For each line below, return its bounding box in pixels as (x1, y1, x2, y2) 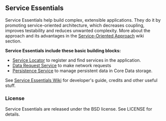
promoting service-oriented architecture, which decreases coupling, (5, 22, 145, 28)
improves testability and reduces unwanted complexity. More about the (5, 27, 151, 34)
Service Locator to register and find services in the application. (12, 57, 141, 63)
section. (5, 38, 22, 44)
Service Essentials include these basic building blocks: (5, 47, 121, 53)
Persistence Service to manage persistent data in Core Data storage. (12, 68, 153, 74)
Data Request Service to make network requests (12, 62, 111, 68)
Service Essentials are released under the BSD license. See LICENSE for (5, 106, 153, 112)
